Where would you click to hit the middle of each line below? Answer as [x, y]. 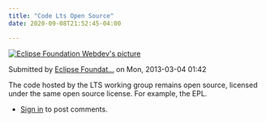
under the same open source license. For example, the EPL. [108, 93]
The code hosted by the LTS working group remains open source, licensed [133, 85]
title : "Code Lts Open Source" [61, 16]
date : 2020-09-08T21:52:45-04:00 [65, 23]
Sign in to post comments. [64, 109]
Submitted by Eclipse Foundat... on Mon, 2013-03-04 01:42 [107, 69]
